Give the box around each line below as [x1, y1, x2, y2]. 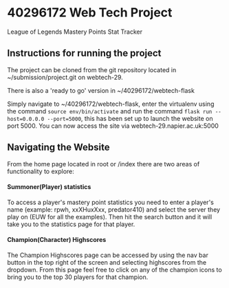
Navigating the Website [7, 142, 110, 153]
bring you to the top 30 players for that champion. [7, 273, 149, 281]
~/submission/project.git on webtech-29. [7, 73, 124, 81]
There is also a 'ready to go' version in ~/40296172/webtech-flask [7, 86, 195, 94]
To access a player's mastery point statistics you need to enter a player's [7, 198, 215, 206]
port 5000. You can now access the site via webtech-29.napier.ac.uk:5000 [7, 122, 219, 130]
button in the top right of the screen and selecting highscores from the [7, 258, 207, 266]
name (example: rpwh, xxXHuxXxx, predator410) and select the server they [7, 205, 221, 214]
